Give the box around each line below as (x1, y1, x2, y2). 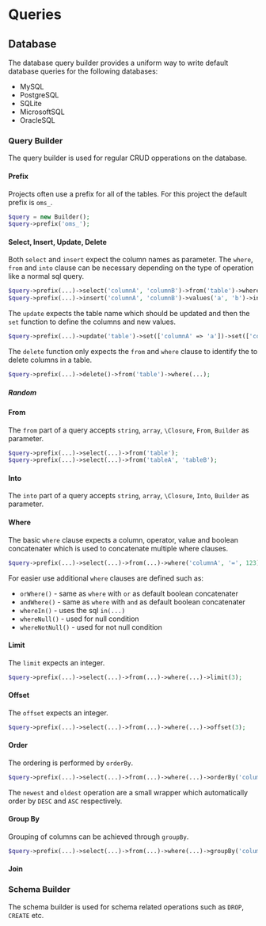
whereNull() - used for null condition (19, 614, 140, 623)
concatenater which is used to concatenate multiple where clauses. (8, 543, 229, 553)
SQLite (19, 99, 42, 108)
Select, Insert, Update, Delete (8, 237, 107, 246)
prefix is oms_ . (8, 197, 53, 207)
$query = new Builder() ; (8, 212, 90, 221)
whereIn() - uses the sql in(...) (19, 605, 126, 615)
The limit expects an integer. (8, 657, 105, 667)
